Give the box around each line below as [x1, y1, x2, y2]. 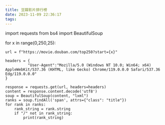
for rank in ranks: [5, 102, 46, 107]
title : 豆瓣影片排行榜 [5, 7, 48, 12]
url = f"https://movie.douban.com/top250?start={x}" [5, 49, 118, 55]
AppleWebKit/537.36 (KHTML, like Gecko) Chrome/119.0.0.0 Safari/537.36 [5, 67, 160, 72]
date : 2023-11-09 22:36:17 [5, 12, 62, 17]
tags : [5, 16, 17, 21]
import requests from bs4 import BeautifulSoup [5, 30, 103, 36]
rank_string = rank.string [14, 106, 71, 111]
